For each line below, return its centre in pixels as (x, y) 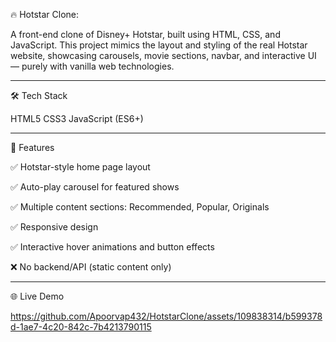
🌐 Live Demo (37, 296)
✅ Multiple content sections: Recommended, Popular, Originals (140, 207)
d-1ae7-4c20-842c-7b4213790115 (81, 327)
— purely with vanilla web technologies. (92, 66)
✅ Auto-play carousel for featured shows (95, 187)
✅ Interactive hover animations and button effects (112, 247)
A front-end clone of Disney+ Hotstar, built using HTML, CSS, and (145, 34)
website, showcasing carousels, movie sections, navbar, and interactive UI (163, 55)
